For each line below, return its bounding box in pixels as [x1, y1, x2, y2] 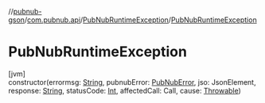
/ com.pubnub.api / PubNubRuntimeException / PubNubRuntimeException [24, 15, 257, 25]
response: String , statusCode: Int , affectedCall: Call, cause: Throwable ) [8, 86, 241, 95]
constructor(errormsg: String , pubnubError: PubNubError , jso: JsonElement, [8, 77, 256, 86]
